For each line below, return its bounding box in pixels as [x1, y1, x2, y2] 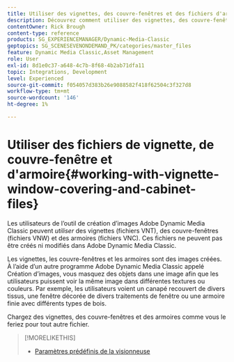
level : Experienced [7, 74, 64, 82]
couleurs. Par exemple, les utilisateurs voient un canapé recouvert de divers [7, 284, 225, 292]
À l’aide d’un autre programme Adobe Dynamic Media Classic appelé [7, 262, 204, 270]
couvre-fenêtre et [7, 152, 113, 168]
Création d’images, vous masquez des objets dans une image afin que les [7, 269, 219, 278]
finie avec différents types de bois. [7, 299, 107, 307]
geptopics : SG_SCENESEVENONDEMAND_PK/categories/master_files [7, 42, 192, 49]
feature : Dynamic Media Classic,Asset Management [7, 49, 155, 56]
